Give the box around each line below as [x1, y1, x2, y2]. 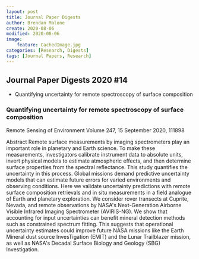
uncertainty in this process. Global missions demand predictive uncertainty [6, 170, 190, 177]
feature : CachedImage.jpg [17, 42, 81, 48]
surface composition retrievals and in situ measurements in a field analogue [6, 189, 192, 196]
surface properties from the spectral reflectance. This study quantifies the [6, 163, 188, 170]
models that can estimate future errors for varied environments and [6, 176, 171, 183]
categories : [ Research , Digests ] [6, 48, 89, 54]
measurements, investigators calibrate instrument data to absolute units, [6, 151, 183, 158]
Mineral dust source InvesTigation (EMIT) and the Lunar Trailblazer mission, [6, 233, 191, 240]
